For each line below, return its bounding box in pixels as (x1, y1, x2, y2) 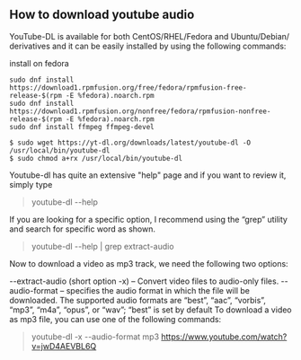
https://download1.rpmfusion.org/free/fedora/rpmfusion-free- (9, 83, 247, 92)
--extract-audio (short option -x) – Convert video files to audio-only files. (9, 276, 279, 286)
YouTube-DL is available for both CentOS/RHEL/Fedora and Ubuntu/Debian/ (9, 31, 290, 41)
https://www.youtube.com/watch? (161, 331, 288, 342)
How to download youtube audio (9, 7, 195, 22)
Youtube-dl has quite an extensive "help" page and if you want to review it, (9, 170, 287, 180)
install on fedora (9, 57, 69, 68)
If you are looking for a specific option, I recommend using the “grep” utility (9, 214, 288, 224)
